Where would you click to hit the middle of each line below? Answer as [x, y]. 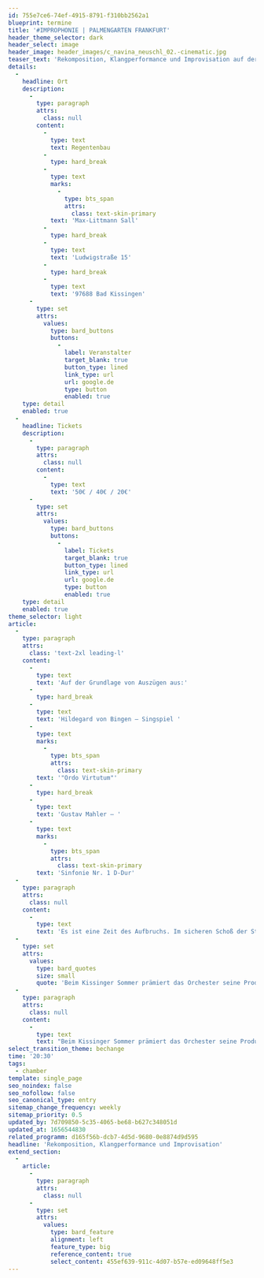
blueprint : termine [40, 23]
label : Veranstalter [98, 353]
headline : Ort [45, 81]
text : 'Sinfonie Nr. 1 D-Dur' [86, 873]
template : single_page [45, 1078]
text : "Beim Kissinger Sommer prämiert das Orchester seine [137, 1041]
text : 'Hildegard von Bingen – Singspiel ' [108, 719]
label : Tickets [89, 550]
